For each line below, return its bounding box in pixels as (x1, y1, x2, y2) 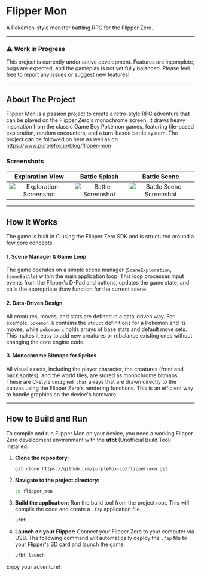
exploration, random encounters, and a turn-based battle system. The (6, 129, 178, 136)
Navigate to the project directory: (14, 476, 100, 484)
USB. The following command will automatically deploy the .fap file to (14, 535, 187, 542)
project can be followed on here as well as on (6, 136, 118, 143)
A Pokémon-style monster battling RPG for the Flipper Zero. (6, 24, 154, 31)
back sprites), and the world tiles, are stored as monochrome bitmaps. (6, 371, 179, 379)
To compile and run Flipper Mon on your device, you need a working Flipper (6, 429, 193, 437)
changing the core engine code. (6, 338, 85, 345)
